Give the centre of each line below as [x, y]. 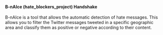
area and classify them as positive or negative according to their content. [79, 28]
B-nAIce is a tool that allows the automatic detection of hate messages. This [81, 17]
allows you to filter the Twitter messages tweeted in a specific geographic [79, 23]
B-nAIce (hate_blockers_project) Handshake [51, 7]
